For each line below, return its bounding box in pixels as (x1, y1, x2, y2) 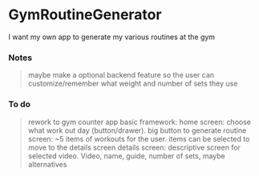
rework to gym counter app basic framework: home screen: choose (27, 117, 251, 126)
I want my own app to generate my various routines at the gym (8, 32, 215, 42)
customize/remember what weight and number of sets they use (27, 78, 238, 89)
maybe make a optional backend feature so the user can (27, 70, 215, 80)
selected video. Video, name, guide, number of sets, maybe (27, 150, 226, 161)
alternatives (27, 159, 67, 169)
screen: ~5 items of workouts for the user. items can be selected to (27, 134, 250, 143)
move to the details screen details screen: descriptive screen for (27, 142, 241, 152)
